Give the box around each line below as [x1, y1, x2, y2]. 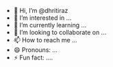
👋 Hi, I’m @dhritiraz [13, 7, 68, 14]
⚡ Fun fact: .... [13, 53, 53, 62]
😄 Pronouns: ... [13, 46, 58, 54]
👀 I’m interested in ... [13, 14, 72, 22]
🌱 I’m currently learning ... [13, 21, 87, 29]
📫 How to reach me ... [13, 36, 77, 44]
